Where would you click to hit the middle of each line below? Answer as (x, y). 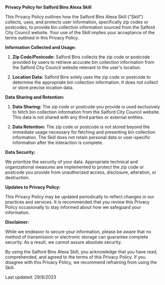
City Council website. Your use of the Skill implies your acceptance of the (80, 32)
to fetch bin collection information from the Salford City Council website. (86, 112)
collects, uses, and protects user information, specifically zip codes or (77, 22)
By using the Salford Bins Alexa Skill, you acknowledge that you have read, (81, 252)
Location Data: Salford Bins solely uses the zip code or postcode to (82, 77)
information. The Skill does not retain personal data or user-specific (81, 137)
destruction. (17, 177)
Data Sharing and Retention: (35, 97)
